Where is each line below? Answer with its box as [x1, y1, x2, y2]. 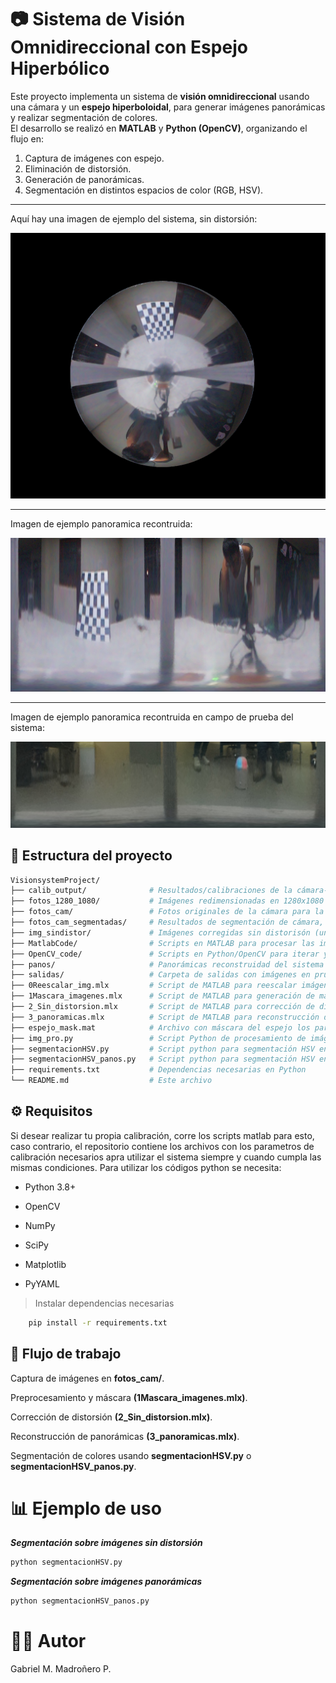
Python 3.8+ [24, 1181, 77, 1193]
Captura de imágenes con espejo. [24, 152, 165, 164]
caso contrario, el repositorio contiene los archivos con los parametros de [10, 1140, 315, 1152]
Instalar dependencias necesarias [34, 1297, 175, 1309]
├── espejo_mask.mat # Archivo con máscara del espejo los [10, 1022, 311, 1033]
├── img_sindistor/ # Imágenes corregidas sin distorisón [10, 927, 311, 938]
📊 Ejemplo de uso [10, 1497, 162, 1520]
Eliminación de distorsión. [24, 162, 132, 175]
